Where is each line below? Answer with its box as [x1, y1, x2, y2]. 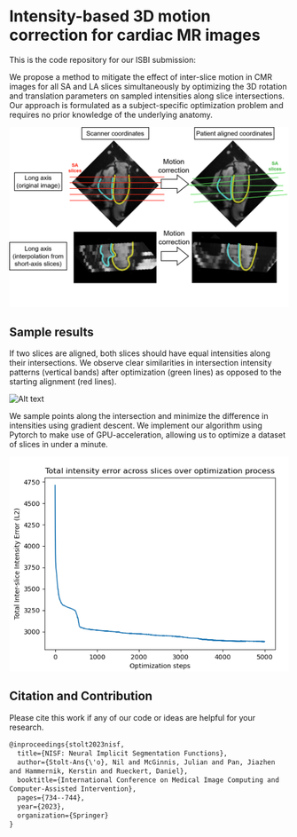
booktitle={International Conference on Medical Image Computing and [17, 775, 279, 785]
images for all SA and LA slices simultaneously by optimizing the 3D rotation [9, 81, 287, 91]
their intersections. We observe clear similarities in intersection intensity [9, 358, 272, 368]
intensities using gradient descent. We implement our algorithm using [9, 420, 263, 431]
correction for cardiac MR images [9, 25, 261, 45]
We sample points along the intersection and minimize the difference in [9, 411, 269, 422]
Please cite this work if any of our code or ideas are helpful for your [9, 712, 256, 723]
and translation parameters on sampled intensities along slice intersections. [9, 91, 285, 101]
